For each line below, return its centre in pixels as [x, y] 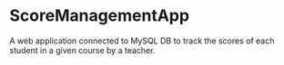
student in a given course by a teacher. [82, 50]
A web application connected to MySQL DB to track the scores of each [142, 41]
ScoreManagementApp [99, 16]
